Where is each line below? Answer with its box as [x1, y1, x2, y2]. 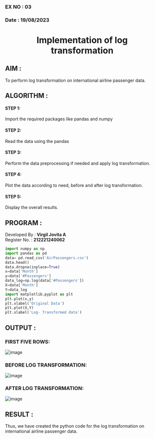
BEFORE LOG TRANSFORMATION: [5, 361, 87, 368]
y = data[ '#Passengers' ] [5, 274, 51, 278]
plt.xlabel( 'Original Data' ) [5, 301, 65, 306]
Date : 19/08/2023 [5, 16, 50, 23]
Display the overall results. [5, 205, 59, 210]
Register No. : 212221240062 [5, 237, 65, 243]
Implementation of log [36, 35, 128, 46]
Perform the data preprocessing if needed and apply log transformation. [5, 160, 151, 166]
